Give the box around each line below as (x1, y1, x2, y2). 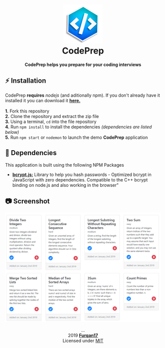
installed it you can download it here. (5, 97, 81, 103)
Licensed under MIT (62, 338, 104, 344)
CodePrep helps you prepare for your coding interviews (24, 61, 142, 67)
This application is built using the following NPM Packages (5, 162, 124, 168)
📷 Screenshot (5, 197, 50, 205)
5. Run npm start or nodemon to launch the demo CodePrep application (5, 134, 148, 140)
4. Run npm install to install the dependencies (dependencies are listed (5, 123, 152, 130)
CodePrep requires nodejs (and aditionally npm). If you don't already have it (5, 92, 161, 98)
